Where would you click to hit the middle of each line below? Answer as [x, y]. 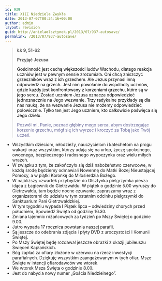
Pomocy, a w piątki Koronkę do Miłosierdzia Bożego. [64, 175]
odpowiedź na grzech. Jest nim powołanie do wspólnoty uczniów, [82, 84]
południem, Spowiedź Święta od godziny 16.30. [59, 211]
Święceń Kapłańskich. [34, 247]
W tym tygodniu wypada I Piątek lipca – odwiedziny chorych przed [78, 206]
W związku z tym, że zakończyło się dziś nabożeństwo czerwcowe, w [82, 165]
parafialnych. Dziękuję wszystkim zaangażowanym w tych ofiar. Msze [82, 258]
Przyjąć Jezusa [33, 60]
